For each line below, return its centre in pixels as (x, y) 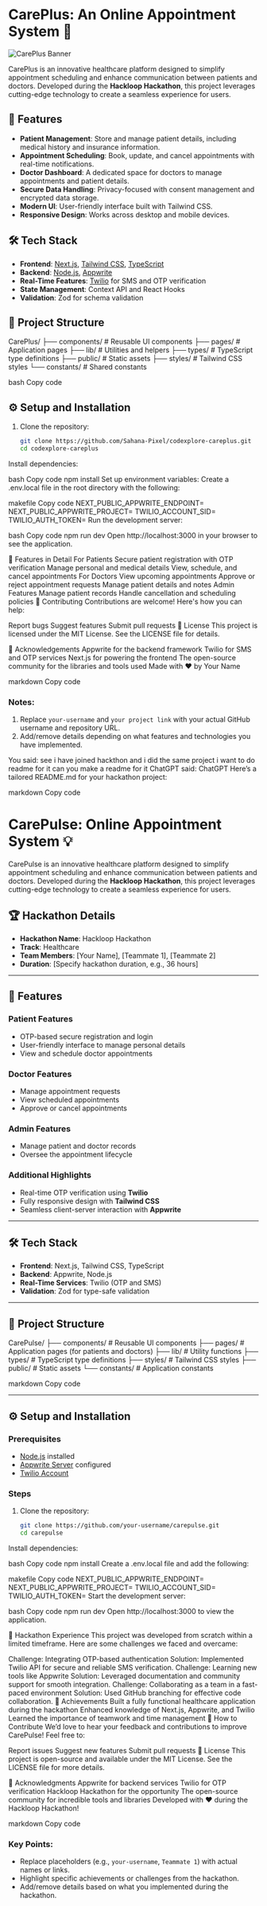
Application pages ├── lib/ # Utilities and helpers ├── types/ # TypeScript (131, 350)
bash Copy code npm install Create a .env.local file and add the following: (129, 1563)
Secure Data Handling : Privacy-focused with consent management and (137, 189)
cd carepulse (41, 1533)
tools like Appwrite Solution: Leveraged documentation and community (124, 1675)
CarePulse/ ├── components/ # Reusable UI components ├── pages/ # (126, 1343)
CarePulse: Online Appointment (115, 825)
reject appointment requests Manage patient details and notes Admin (122, 584)
